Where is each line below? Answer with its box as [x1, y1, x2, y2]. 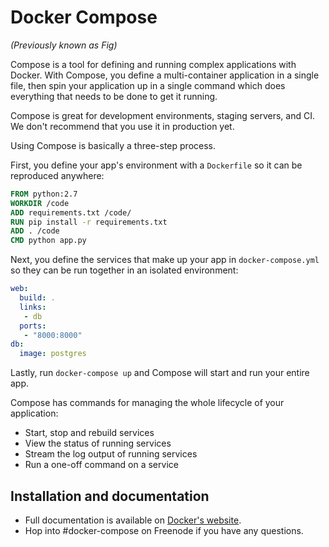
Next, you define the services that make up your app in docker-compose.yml [10, 254, 320, 266]
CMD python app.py [10, 236, 87, 246]
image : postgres [19, 349, 87, 359]
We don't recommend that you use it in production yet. [10, 120, 235, 132]
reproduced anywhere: [10, 169, 105, 181]
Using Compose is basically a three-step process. [10, 139, 216, 151]
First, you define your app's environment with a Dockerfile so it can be [10, 159, 303, 171]
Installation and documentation [10, 487, 210, 505]
